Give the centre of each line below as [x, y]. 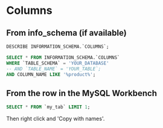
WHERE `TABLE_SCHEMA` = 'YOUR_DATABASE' [58, 63]
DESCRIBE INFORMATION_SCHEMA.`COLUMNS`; [58, 46]
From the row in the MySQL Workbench [82, 93]
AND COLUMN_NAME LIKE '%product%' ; [51, 74]
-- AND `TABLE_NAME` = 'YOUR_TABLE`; [54, 69]
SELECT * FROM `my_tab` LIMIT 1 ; [48, 107]
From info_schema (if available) [66, 33]
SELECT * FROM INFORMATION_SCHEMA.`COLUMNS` [63, 57]
